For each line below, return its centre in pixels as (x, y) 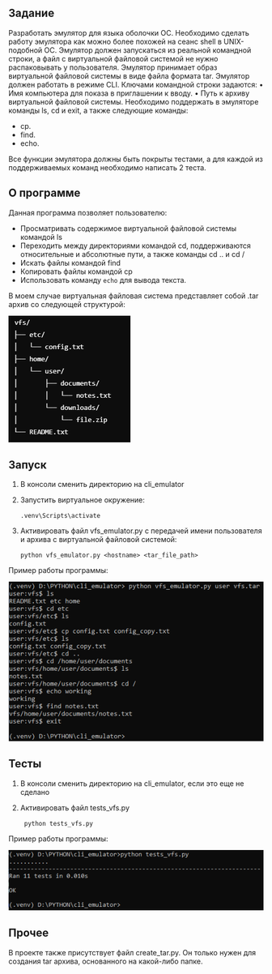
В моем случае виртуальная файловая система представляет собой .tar (134, 296)
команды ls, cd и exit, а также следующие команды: (98, 110)
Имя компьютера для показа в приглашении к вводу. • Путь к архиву (129, 93)
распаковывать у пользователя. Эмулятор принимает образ (113, 67)
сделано (35, 792)
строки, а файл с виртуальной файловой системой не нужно (113, 58)
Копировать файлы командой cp (76, 271)
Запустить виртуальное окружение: (83, 500)
